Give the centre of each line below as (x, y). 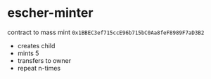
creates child (36, 45)
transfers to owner (44, 60)
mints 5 (28, 53)
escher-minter (50, 13)
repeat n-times (39, 68)
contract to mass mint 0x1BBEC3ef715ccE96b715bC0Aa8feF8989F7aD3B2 (106, 32)
